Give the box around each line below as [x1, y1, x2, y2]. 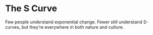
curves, [5, 24, 21, 30]
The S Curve [5, 3, 57, 14]
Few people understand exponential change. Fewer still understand [5, 19, 143, 25]
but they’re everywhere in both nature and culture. [21, 24, 124, 30]
